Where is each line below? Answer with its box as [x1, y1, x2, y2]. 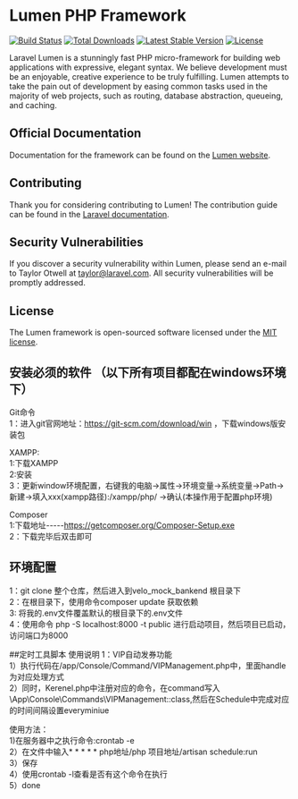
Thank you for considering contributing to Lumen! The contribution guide [9, 199, 278, 210]
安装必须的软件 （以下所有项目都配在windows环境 [9, 364, 287, 380]
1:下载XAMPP [9, 458, 59, 468]
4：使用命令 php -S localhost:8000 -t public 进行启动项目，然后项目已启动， [9, 618, 291, 629]
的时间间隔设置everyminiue [9, 704, 110, 716]
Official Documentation [9, 126, 142, 141]
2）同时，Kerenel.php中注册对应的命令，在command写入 [9, 682, 220, 693]
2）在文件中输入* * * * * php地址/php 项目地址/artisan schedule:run [9, 746, 259, 757]
